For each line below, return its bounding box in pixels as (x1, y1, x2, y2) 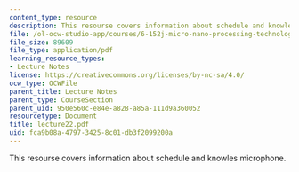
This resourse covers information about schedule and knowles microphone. (9, 152, 287, 163)
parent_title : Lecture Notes (9, 87, 117, 96)
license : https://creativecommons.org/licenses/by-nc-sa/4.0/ (9, 71, 245, 80)
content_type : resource (9, 12, 98, 22)
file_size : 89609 (9, 37, 74, 47)
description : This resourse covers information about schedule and (9, 21, 265, 30)
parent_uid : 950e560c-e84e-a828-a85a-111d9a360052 (9, 104, 201, 113)
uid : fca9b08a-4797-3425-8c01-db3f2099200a (9, 129, 174, 137)
